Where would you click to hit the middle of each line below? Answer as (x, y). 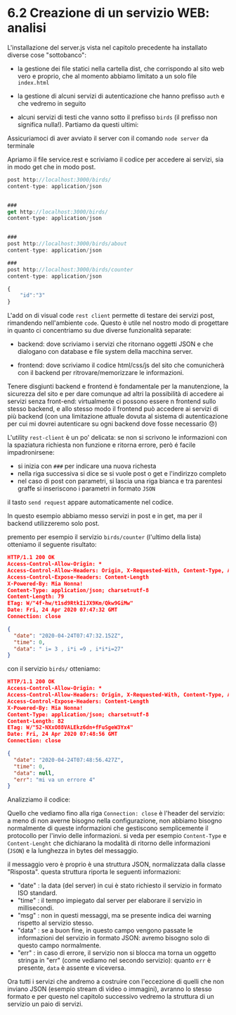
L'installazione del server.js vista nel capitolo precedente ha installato (107, 47)
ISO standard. (37, 893)
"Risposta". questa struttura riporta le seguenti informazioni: (94, 872)
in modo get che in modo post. (52, 166)
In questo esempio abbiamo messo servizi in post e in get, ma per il (105, 516)
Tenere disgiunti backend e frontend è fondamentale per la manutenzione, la (118, 386)
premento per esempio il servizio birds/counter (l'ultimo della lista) (104, 537)
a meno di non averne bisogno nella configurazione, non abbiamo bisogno (115, 821)
